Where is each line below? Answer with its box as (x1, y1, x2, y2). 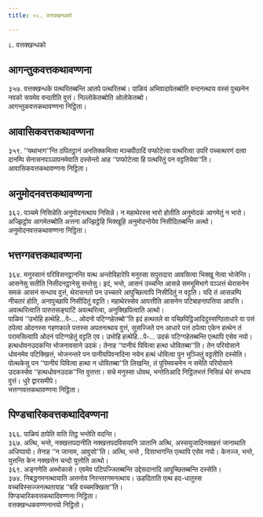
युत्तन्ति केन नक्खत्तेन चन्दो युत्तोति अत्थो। (8, 456, 109, 465)
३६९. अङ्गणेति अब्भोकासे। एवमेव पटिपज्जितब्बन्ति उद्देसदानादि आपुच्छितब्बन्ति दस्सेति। (8, 464, 222, 474)
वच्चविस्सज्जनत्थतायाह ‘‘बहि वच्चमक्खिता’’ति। (8, 482, 123, 492)
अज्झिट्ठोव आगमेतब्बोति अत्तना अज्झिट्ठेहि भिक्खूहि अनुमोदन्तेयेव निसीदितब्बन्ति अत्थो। (8, 217, 214, 227)
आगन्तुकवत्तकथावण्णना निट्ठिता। (8, 102, 87, 111)
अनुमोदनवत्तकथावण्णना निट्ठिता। (8, 226, 88, 235)
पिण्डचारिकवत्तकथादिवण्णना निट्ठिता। (8, 491, 98, 500)
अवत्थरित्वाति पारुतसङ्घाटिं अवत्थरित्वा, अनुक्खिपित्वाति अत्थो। (8, 305, 165, 315)
